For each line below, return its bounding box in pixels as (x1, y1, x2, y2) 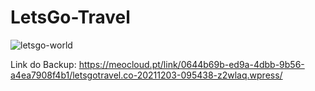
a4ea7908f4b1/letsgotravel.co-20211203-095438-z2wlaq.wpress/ (10, 69, 283, 81)
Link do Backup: (10, 58, 77, 70)
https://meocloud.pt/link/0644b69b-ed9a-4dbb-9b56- (78, 58, 305, 70)
